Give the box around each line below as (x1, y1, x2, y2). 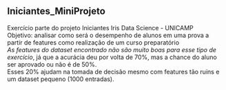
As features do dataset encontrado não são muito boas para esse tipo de (7, 45, 217, 54)
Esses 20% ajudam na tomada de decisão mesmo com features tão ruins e (7, 67, 220, 76)
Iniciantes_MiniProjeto (7, 5, 105, 17)
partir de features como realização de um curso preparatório (7, 38, 180, 47)
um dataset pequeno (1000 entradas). (7, 75, 115, 83)
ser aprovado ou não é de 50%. (7, 60, 97, 68)
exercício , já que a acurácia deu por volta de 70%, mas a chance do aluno (7, 53, 217, 61)
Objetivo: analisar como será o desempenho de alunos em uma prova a (7, 31, 209, 39)
